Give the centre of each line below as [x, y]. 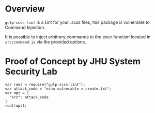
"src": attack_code [29, 97]
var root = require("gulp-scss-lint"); [45, 85]
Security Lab [31, 72]
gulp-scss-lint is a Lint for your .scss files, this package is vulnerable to [77, 22]
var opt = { [17, 93]
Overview [25, 9]
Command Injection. [25, 27]
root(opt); [16, 106]
